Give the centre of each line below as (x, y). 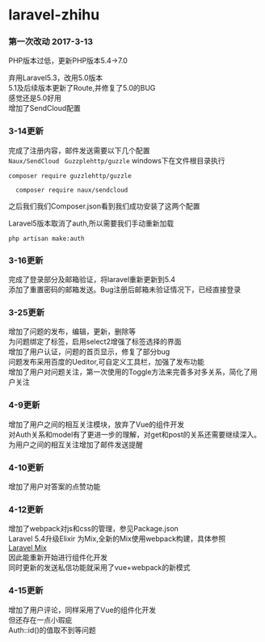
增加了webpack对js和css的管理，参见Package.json (94, 529)
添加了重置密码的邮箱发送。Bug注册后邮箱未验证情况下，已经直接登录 (125, 289)
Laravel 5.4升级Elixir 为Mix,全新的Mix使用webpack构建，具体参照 (117, 539)
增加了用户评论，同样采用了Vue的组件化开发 (82, 610)
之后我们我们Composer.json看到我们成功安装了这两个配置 (104, 206)
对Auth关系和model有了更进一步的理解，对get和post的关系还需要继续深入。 (135, 434)
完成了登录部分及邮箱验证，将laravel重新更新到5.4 (92, 280)
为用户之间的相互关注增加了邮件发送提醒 (76, 444)
